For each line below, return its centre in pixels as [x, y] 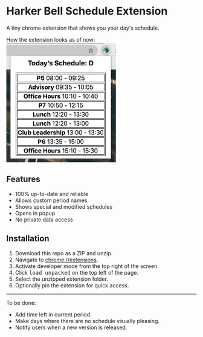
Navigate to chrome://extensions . [56, 260]
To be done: [21, 303]
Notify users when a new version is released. [71, 327]
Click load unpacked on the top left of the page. [77, 272]
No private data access [44, 220]
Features [23, 179]
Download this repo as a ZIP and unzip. [64, 253]
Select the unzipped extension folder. [62, 279]
